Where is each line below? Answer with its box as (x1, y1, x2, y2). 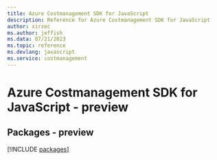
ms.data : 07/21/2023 (7, 36, 67, 43)
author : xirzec (7, 23, 51, 30)
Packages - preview (7, 127, 94, 139)
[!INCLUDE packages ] (7, 145, 69, 153)
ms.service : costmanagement (7, 55, 88, 62)
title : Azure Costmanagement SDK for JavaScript (7, 10, 149, 17)
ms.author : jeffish (7, 29, 63, 37)
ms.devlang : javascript (7, 49, 76, 56)
